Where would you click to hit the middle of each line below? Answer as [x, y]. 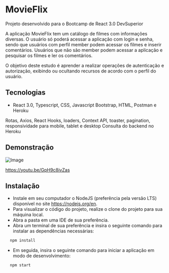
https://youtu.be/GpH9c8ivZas [38, 170]
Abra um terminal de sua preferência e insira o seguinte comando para [88, 226]
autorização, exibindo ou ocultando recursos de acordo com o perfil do [81, 71]
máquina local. [28, 215]
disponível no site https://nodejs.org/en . [55, 204]
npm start [20, 265]
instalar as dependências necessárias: [53, 231]
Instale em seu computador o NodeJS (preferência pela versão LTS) [85, 198]
